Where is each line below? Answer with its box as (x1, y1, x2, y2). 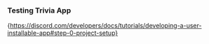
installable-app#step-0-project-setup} (7, 29, 119, 37)
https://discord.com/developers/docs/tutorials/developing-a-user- (9, 22, 202, 30)
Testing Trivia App (7, 6, 72, 15)
